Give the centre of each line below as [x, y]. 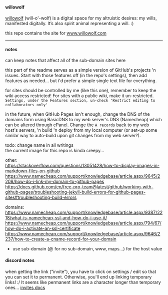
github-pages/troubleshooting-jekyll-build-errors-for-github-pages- [75, 192]
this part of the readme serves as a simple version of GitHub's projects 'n [80, 70]
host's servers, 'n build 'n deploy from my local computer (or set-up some [81, 130]
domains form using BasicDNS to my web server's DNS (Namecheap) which [84, 120]
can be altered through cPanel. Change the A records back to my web [77, 125]
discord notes [20, 260]
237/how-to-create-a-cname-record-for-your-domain [61, 239]
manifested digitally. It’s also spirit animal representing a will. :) [69, 24]
